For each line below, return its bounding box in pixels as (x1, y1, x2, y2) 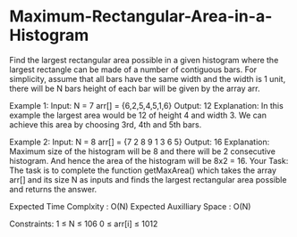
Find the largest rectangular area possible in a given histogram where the (9, 54, 279, 65)
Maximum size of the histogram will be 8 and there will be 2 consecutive (9, 145, 276, 157)
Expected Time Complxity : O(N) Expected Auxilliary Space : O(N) (9, 200, 251, 211)
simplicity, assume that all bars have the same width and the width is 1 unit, (9, 73, 286, 84)
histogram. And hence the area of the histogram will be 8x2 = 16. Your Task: (9, 155, 289, 166)
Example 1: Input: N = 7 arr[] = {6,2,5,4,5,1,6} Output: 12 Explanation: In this (9, 100, 284, 110)
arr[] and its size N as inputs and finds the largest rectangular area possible (9, 174, 287, 184)
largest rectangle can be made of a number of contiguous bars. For (9, 64, 258, 75)
